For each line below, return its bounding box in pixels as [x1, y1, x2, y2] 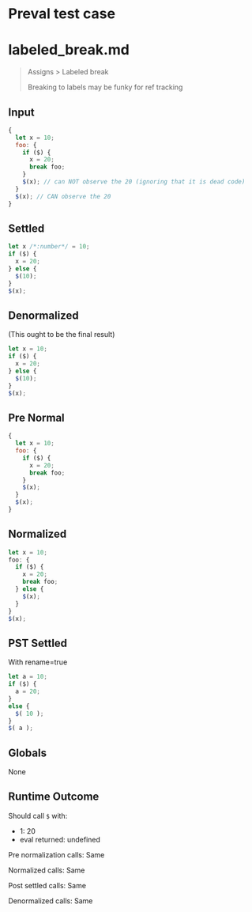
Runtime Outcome [8, 790, 100, 804]
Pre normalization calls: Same [8, 850, 105, 859]
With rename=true [8, 657, 68, 667]
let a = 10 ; [8, 673, 47, 681]
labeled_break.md [8, 41, 130, 59]
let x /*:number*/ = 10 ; [8, 243, 90, 251]
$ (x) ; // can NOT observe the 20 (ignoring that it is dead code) [22, 178, 246, 186]
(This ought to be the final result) [8, 330, 115, 339]
